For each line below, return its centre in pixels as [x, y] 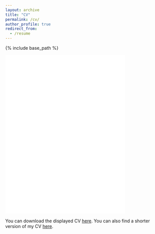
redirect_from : [21, 29]
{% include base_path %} [32, 48]
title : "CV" [18, 15]
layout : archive [22, 10]
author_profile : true [28, 24]
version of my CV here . [29, 226]
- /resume [20, 34]
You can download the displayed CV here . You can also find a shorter [78, 221]
